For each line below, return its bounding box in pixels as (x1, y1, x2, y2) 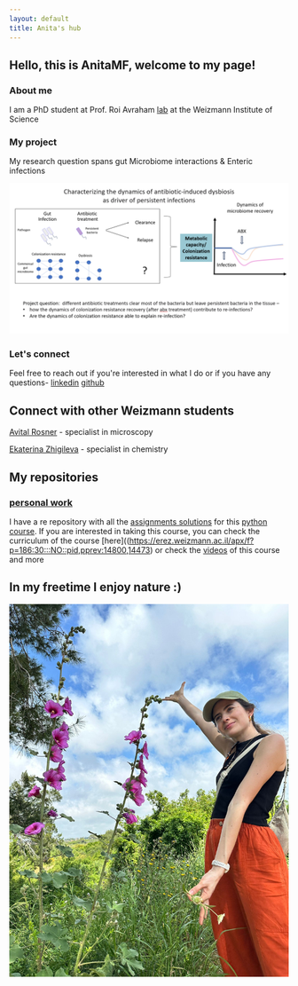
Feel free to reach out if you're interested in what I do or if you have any (9, 368, 271, 379)
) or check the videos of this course (150, 544, 280, 555)
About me (9, 84, 53, 97)
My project (9, 136, 58, 148)
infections (9, 165, 46, 177)
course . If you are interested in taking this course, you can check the (9, 525, 261, 536)
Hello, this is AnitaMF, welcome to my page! (9, 58, 256, 73)
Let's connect (9, 348, 70, 360)
